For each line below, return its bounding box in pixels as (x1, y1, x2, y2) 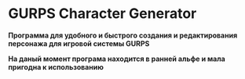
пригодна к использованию (8, 62, 104, 71)
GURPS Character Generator (8, 5, 197, 23)
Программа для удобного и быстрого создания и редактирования (8, 31, 238, 40)
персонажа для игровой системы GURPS (8, 38, 150, 48)
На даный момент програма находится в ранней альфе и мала (8, 54, 225, 63)
